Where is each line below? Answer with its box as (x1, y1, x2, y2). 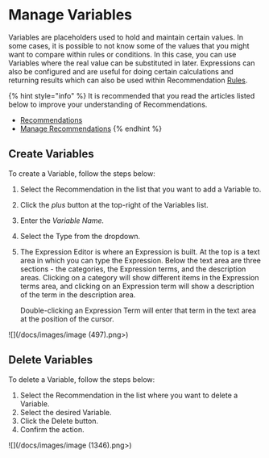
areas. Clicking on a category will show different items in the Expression (19, 272, 259, 282)
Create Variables (8, 147, 94, 161)
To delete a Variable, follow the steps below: (8, 374, 155, 384)
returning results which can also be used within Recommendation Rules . (8, 75, 248, 85)
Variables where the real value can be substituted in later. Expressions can (8, 58, 255, 68)
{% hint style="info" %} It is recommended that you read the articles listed (8, 90, 255, 100)
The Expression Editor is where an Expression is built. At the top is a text (19, 246, 260, 256)
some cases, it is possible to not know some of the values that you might (8, 40, 250, 50)
